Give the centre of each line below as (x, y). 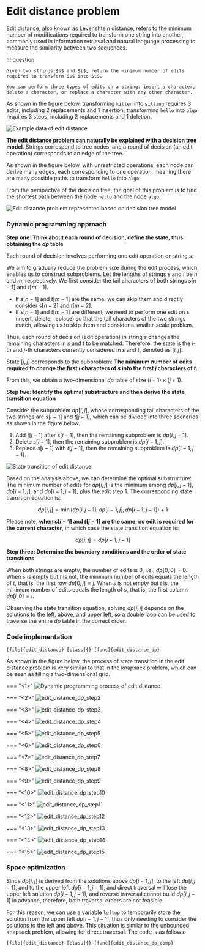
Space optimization (36, 868)
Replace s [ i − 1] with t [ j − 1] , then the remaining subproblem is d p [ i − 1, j (104, 448)
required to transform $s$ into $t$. (54, 76)
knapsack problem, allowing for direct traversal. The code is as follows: (96, 932)
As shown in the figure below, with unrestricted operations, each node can (100, 165)
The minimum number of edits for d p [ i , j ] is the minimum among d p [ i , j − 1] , (100, 485)
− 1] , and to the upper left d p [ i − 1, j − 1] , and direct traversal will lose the (97, 887)
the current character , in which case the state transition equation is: (93, 528)
